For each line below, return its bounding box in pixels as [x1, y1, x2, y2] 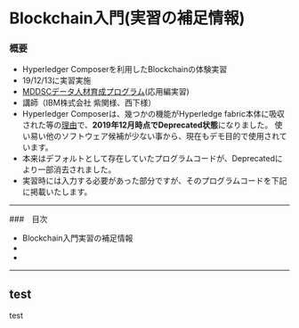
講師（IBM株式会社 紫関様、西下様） [21, 97, 157, 108]
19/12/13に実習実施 [21, 75, 92, 86]
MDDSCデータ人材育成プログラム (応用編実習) [21, 86, 190, 97]
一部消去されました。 [37, 164, 117, 175]
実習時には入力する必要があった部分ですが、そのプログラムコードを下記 [21, 176, 287, 186]
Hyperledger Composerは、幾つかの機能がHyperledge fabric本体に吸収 [21, 109, 285, 119]
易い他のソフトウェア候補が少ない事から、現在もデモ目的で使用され [29, 131, 280, 142]
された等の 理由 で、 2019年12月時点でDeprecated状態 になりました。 [21, 119, 273, 130]
